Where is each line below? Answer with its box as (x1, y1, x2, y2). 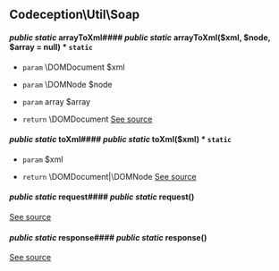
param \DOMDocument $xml (21, 62, 125, 72)
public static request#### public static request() (9, 191, 195, 202)
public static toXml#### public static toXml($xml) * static (9, 134, 232, 145)
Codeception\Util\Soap (9, 7, 140, 22)
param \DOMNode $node (21, 79, 114, 89)
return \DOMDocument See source (21, 114, 153, 124)
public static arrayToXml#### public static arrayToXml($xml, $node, (9, 31, 271, 43)
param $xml (21, 154, 63, 165)
